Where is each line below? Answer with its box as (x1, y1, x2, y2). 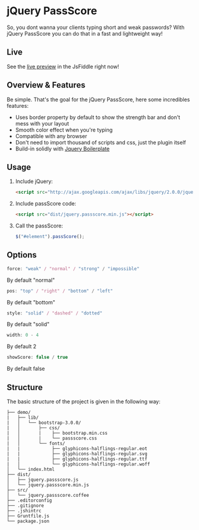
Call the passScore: (15, 222, 63, 229)
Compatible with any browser (15, 132, 88, 140)
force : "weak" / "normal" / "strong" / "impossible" (7, 265, 140, 272)
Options (7, 250, 37, 260)
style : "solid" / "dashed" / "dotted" (7, 310, 102, 316)
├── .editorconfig (7, 497, 52, 503)
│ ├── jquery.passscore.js (7, 477, 79, 483)
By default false (7, 365, 45, 372)
